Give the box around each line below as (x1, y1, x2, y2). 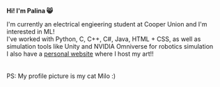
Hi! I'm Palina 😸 (6, 7, 54, 15)
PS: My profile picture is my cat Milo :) (6, 72, 116, 80)
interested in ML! (6, 28, 55, 35)
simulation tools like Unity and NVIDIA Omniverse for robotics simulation (6, 42, 214, 50)
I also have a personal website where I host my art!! (6, 49, 154, 58)
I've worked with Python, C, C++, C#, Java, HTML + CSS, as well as (6, 35, 201, 43)
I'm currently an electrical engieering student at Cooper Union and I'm (6, 20, 207, 28)
